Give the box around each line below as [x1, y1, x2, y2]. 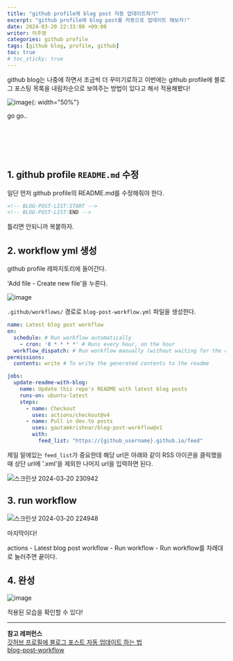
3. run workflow [7, 495, 78, 507]
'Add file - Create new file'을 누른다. [7, 279, 108, 288]
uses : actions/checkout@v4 [32, 411, 110, 418]
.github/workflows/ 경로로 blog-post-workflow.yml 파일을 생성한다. [7, 307, 196, 316]
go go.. [7, 111, 28, 120]
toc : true [7, 49, 36, 56]
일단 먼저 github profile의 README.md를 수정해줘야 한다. [7, 188, 165, 197]
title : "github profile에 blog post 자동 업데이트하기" [7, 10, 159, 17]
